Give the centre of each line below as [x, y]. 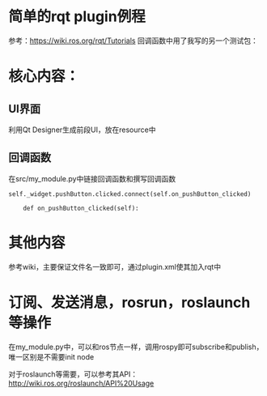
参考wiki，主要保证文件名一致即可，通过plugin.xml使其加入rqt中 [114, 266]
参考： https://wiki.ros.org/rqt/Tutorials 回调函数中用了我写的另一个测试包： [133, 40]
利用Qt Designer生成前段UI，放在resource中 [82, 130]
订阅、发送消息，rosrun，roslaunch [129, 302]
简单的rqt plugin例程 [77, 17]
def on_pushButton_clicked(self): [81, 208]
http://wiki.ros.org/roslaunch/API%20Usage [81, 383]
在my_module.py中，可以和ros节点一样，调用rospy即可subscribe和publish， [136, 347]
